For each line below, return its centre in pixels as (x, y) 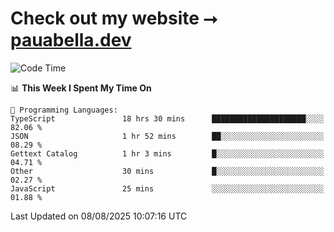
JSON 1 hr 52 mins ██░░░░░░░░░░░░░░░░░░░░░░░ (167, 136)
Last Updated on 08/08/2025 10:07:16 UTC (99, 216)
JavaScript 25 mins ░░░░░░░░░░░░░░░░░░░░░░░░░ (167, 188)
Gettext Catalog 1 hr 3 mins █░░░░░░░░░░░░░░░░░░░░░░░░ (167, 153)
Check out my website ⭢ (114, 18)
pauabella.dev (71, 40)
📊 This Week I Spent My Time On (81, 88)
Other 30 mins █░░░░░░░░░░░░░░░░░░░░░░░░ (167, 171)
